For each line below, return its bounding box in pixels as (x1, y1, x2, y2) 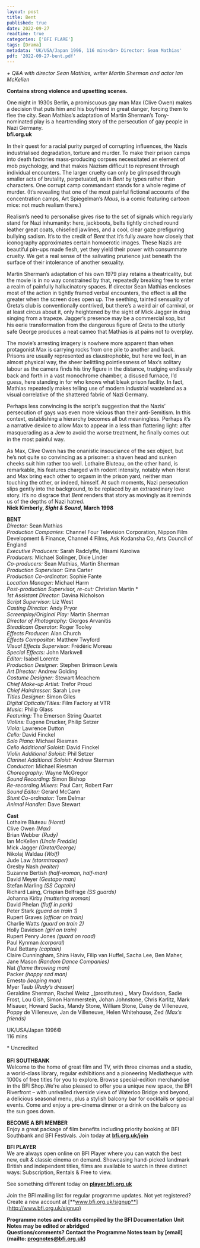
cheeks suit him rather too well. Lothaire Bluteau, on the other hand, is (7, 460, 178, 467)
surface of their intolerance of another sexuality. (7, 259, 125, 266)
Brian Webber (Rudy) (7, 831, 58, 838)
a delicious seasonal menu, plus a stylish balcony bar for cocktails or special (7, 1095, 194, 1102)
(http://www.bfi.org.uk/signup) (7, 1204, 82, 1212)
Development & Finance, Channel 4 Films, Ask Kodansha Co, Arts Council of (7, 535, 193, 542)
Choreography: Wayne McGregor (7, 769, 88, 776)
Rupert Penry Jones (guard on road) (7, 932, 96, 939)
